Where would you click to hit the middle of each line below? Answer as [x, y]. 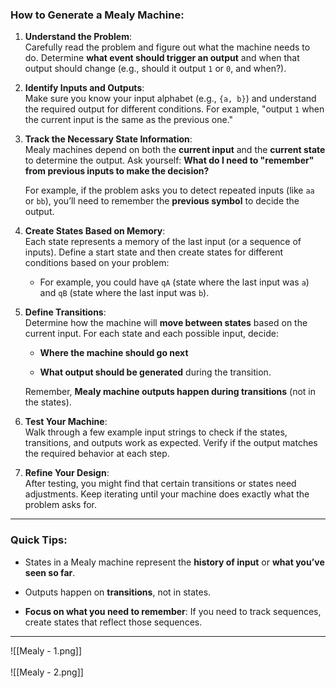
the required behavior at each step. [97, 454]
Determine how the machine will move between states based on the [166, 323]
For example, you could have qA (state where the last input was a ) [174, 282]
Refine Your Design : [67, 473]
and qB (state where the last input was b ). [124, 293]
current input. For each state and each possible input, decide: [151, 334]
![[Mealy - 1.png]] [46, 650]
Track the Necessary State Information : [108, 139]
